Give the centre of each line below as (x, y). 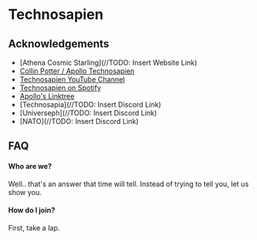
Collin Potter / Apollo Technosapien (77, 71)
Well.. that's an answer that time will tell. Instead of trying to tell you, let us (128, 184)
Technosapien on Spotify (60, 88)
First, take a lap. (34, 227)
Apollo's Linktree (47, 96)
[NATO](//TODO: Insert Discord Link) (79, 121)
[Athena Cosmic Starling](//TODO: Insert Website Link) (108, 62)
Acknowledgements (59, 44)
